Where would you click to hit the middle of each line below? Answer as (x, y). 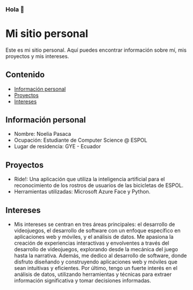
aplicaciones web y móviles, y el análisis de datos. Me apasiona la (94, 237)
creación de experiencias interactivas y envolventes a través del (92, 243)
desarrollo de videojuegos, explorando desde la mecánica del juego (96, 249)
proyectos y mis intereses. (37, 56)
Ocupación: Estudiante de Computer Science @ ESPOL (81, 140)
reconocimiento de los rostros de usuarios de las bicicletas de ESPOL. (99, 185)
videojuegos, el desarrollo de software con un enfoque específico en (97, 231)
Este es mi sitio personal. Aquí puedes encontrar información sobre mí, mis (96, 50)
